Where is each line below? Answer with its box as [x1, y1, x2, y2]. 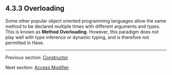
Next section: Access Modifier [5, 64, 69, 70]
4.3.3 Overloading [5, 4, 65, 13]
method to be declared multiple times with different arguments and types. [5, 23, 161, 29]
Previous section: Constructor [5, 54, 68, 61]
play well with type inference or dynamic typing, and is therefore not [5, 34, 149, 40]
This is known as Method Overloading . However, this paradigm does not [5, 28, 159, 35]
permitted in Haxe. [5, 40, 45, 46]
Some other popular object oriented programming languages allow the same [5, 17, 166, 24]
